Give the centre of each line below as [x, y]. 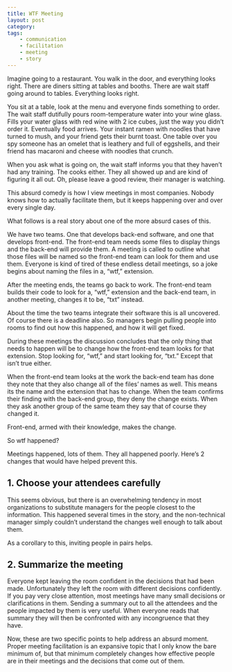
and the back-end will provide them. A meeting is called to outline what [108, 249]
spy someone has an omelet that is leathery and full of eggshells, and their [114, 144]
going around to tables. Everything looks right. [73, 93]
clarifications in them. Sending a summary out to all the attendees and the [113, 603]
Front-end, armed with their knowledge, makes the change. [92, 427]
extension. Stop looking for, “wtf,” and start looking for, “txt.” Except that [110, 355]
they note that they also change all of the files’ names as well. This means [113, 384]
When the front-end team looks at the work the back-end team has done [111, 376]
